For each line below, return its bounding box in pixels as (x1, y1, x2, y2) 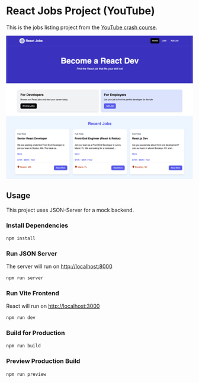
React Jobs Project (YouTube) (6, 4, 155, 18)
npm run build (6, 343, 41, 349)
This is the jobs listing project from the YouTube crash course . (6, 24, 158, 31)
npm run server (6, 275, 44, 281)
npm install (6, 235, 36, 241)
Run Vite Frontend (6, 289, 59, 297)
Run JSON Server (6, 249, 57, 257)
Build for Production (6, 329, 65, 337)
